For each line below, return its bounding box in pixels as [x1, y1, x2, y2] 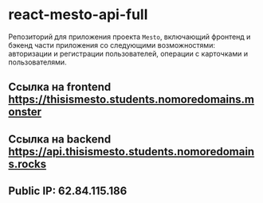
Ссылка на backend [8, 132, 112, 146]
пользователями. [8, 57, 67, 67]
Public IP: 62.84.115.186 [8, 185, 128, 198]
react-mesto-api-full [8, 6, 148, 24]
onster [8, 105, 42, 119]
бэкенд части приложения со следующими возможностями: [8, 40, 215, 49]
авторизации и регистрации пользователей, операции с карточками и [8, 49, 249, 58]
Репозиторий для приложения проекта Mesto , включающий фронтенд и [8, 32, 251, 41]
